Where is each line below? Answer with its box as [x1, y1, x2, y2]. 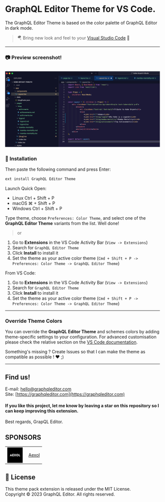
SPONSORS [5, 433, 42, 441]
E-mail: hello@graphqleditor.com [5, 386, 72, 392]
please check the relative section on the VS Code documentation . [5, 339, 138, 345]
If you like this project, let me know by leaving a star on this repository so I [5, 402, 160, 408]
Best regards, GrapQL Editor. [5, 419, 63, 425]
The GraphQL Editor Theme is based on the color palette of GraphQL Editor [5, 20, 158, 26]
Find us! [5, 373, 30, 381]
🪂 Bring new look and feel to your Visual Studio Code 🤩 [17, 35, 130, 40]
